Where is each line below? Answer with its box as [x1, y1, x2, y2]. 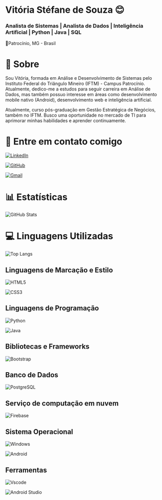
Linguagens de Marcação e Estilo [5, 265, 113, 275]
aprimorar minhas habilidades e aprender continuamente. [5, 118, 126, 124]
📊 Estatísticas [5, 191, 68, 203]
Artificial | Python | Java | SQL [5, 29, 82, 36]
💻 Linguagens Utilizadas [5, 231, 113, 242]
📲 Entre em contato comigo [5, 135, 123, 147]
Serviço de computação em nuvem [5, 399, 119, 407]
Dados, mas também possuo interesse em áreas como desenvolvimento [5, 92, 157, 98]
